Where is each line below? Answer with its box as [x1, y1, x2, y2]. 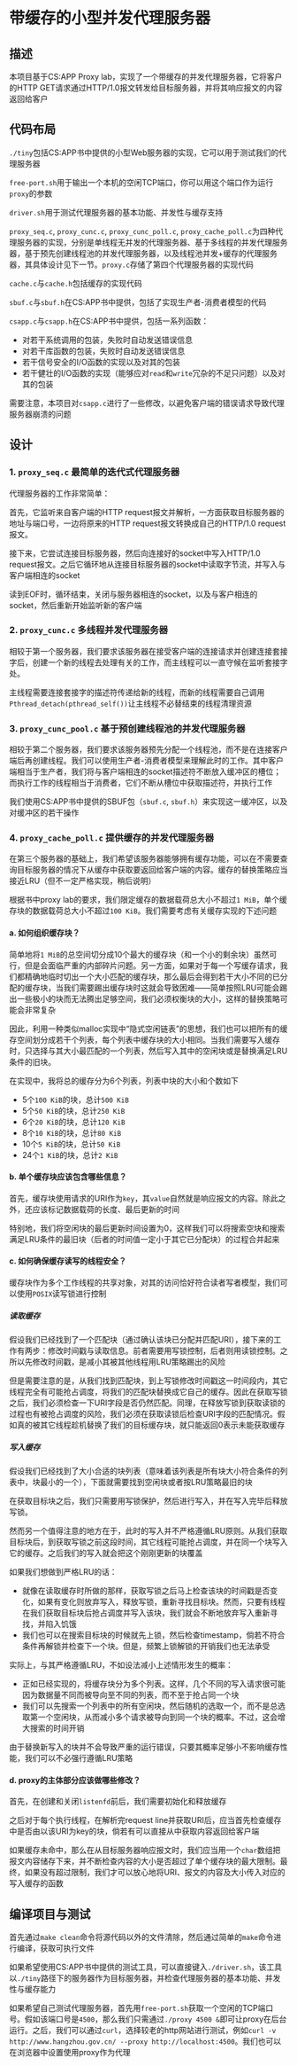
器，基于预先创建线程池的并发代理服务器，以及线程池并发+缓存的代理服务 [9, 247, 278, 258]
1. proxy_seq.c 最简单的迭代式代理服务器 [9, 466, 180, 479]
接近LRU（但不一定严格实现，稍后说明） [9, 875, 156, 887]
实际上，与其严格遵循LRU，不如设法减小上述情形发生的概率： [9, 1659, 234, 1670]
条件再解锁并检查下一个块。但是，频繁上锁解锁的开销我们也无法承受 [21, 1640, 270, 1651]
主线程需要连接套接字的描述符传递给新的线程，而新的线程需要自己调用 [9, 686, 265, 697]
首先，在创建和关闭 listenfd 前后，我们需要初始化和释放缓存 [9, 1796, 227, 1807]
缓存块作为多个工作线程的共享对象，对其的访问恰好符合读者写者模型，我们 [9, 1278, 280, 1287]
